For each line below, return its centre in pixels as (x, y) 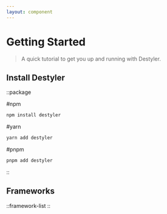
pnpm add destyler (29, 161)
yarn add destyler (29, 138)
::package (19, 92)
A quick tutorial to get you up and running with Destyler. (91, 59)
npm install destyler (34, 115)
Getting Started (46, 42)
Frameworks (31, 191)
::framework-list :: (28, 206)
